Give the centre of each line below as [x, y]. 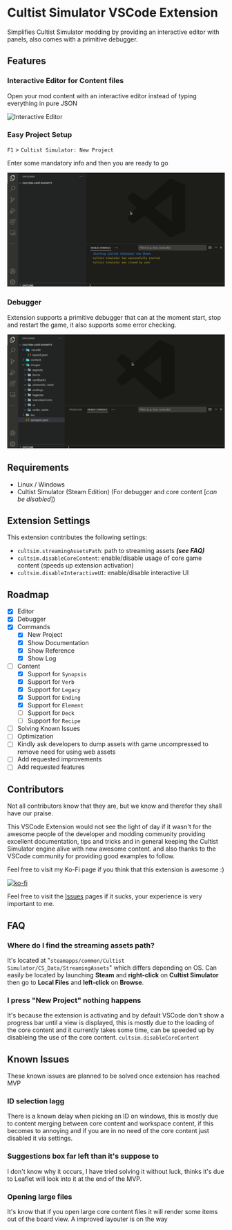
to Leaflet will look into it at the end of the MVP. [75, 1179]
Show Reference [51, 650]
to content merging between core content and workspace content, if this [110, 1123]
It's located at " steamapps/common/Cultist [66, 961]
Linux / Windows [41, 484]
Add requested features [51, 767]
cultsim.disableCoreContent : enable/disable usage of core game [109, 558]
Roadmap [28, 594]
